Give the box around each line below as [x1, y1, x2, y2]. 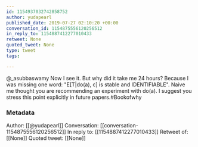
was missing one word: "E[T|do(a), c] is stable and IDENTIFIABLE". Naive [6, 81, 185, 88]
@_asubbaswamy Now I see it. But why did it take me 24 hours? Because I [6, 74, 189, 82]
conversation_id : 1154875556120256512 [6, 25, 103, 32]
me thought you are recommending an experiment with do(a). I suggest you [6, 87, 192, 94]
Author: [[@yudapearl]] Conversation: [6, 121, 100, 129]
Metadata [6, 108, 35, 117]
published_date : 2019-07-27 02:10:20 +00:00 [6, 20, 119, 26]
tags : [6, 53, 20, 59]
